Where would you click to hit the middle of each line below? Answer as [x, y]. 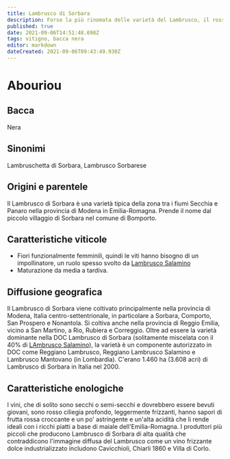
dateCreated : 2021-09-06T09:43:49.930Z [64, 52]
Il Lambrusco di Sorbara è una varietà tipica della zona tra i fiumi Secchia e [113, 203]
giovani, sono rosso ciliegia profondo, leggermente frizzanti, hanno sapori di [115, 412]
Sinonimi [26, 149]
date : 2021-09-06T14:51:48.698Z [53, 33]
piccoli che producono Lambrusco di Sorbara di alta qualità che [97, 434]
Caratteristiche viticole [57, 239]
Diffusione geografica [55, 292]
